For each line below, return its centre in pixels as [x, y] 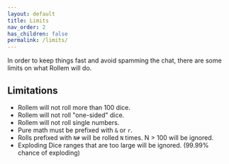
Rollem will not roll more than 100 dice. [74, 107]
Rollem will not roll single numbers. [68, 122]
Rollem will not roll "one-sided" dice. [71, 115]
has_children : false [38, 34]
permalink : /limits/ [38, 40]
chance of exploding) [49, 153]
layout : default [31, 14]
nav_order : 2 [27, 27]
